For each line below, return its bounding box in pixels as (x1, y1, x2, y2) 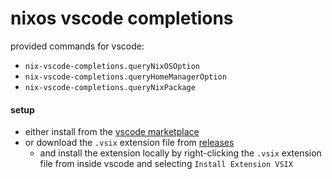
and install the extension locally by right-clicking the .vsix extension (39, 147, 322, 159)
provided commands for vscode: (10, 40, 145, 52)
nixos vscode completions (10, 7, 234, 30)
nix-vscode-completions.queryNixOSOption (24, 61, 200, 71)
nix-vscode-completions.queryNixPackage (24, 82, 196, 92)
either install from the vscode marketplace (24, 126, 200, 138)
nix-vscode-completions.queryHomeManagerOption (24, 72, 227, 82)
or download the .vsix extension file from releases (24, 137, 235, 149)
